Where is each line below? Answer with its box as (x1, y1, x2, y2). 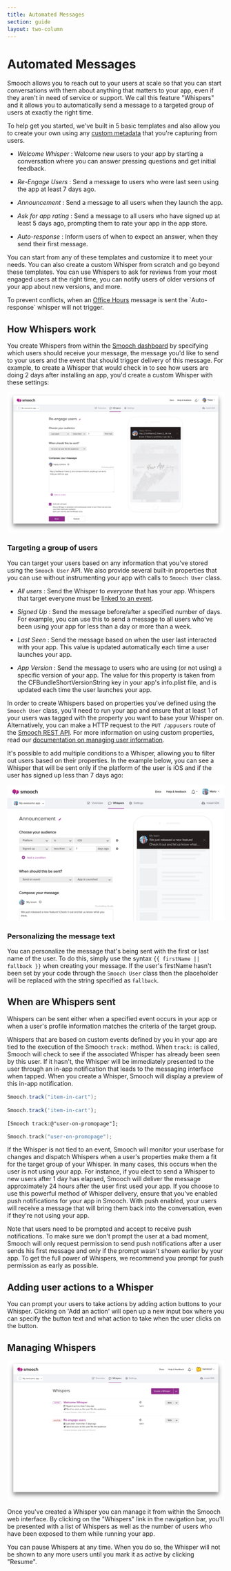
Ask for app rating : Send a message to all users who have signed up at (17, 212, 221, 220)
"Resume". (7, 1558, 37, 1566)
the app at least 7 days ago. (17, 185, 97, 193)
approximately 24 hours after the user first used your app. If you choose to (7, 1182, 219, 1190)
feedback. (17, 164, 46, 172)
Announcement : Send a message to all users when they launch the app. (17, 199, 223, 207)
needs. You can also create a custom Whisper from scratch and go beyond (7, 261, 220, 269)
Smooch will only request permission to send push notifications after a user (7, 1239, 222, 1248)
